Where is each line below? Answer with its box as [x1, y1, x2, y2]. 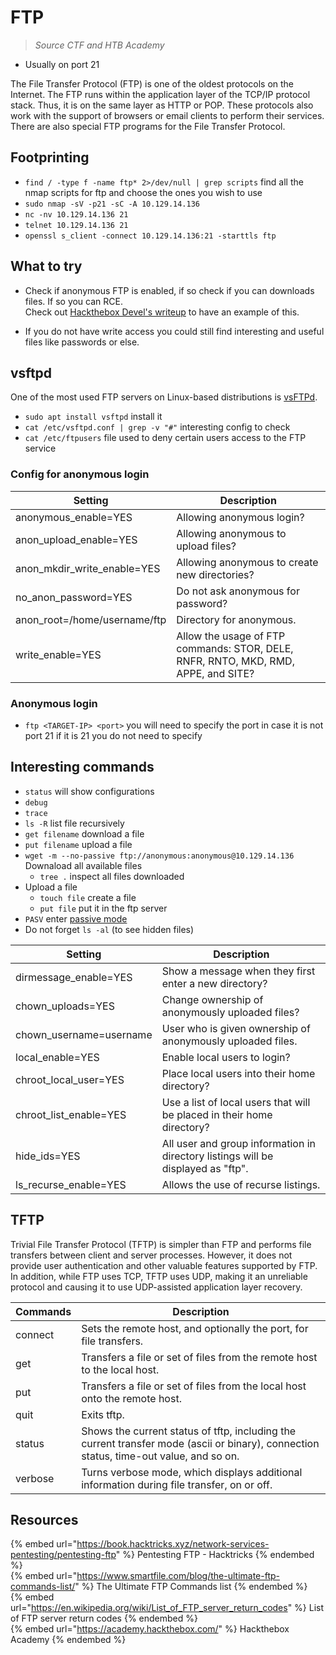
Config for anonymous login [10, 467, 150, 481]
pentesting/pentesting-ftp [10, 1549, 117, 1561]
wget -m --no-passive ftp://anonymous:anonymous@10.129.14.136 [24, 851, 295, 861]
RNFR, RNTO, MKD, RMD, [176, 654, 295, 668]
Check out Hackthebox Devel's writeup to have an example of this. [24, 306, 300, 318]
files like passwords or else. [24, 336, 140, 348]
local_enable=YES [15, 1050, 100, 1064]
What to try [10, 258, 83, 275]
